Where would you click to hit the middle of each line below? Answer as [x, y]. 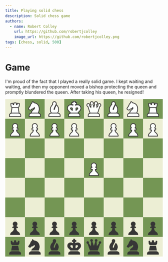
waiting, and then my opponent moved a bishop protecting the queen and [81, 86]
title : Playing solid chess [34, 10]
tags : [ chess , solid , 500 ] [33, 42]
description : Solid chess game [38, 16]
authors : [14, 21]
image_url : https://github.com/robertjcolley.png [67, 37]
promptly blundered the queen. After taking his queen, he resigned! [74, 92]
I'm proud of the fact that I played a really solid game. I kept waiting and [79, 81]
